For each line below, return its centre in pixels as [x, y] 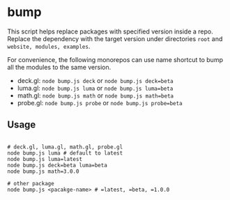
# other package [31, 183]
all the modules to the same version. [59, 67]
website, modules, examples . [49, 46]
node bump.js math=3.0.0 [43, 171]
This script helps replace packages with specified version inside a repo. [110, 31]
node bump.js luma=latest [45, 159]
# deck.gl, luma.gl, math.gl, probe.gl [65, 147]
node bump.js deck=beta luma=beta [58, 165]
